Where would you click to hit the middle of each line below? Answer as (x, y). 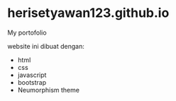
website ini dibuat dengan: (46, 46)
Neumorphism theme (49, 90)
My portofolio (27, 32)
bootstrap (32, 82)
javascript (32, 75)
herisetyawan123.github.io (88, 13)
